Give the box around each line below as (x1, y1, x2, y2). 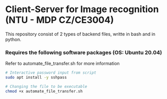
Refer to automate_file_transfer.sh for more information (5, 61, 120, 67)
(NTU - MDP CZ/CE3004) (5, 14, 114, 26)
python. (5, 36, 21, 42)
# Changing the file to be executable (5, 84, 87, 89)
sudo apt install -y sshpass (5, 75, 67, 80)
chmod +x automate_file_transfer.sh (5, 88, 83, 94)
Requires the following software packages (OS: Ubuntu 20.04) (5, 49, 162, 56)
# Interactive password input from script (5, 70, 96, 75)
